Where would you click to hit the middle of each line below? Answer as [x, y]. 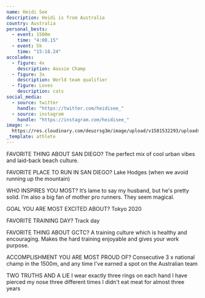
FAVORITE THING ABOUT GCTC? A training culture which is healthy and [97, 232]
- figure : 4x [28, 63]
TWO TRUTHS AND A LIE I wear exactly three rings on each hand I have [97, 275]
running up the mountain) [38, 179]
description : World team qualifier [63, 80]
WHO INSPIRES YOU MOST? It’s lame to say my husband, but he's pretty [98, 190]
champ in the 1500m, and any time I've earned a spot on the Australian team [102, 263]
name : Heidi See [27, 12]
